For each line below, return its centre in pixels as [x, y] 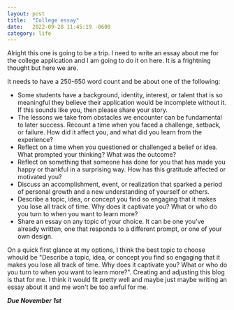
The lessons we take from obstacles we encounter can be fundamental [119, 118]
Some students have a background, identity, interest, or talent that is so [120, 95]
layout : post [26, 14]
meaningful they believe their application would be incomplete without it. [122, 103]
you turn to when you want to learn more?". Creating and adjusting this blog [116, 272]
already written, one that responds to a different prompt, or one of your [119, 229]
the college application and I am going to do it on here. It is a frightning [109, 61]
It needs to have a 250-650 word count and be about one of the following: [114, 82]
